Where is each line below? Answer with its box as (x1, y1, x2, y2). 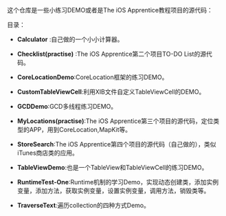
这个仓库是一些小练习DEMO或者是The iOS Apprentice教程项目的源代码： (7, 6, 213, 14)
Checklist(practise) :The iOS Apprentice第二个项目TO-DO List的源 (16, 50, 207, 58)
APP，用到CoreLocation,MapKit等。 (29, 126, 132, 133)
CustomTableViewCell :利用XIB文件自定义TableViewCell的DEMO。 (16, 88, 205, 96)
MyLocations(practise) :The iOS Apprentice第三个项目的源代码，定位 (16, 117, 214, 125)
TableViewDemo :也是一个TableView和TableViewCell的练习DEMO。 (16, 164, 208, 171)
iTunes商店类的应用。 (16, 149, 79, 157)
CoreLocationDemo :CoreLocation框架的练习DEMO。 (16, 73, 168, 81)
